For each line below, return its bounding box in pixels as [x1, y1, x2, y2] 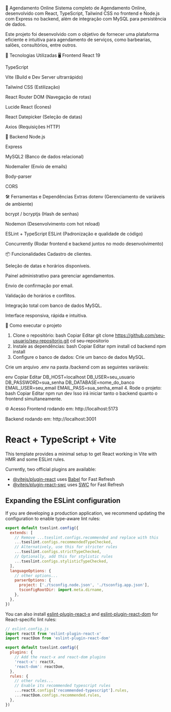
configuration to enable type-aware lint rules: [5, 515, 101, 521]
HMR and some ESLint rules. [5, 456, 65, 462]
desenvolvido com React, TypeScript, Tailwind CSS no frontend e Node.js [5, 10, 160, 16]
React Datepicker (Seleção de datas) [5, 114, 83, 120]
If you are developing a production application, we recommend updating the [5, 510, 165, 516]
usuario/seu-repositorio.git [12, 338, 69, 343]
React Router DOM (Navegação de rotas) [5, 94, 92, 100]
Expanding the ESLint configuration [5, 496, 121, 505]
